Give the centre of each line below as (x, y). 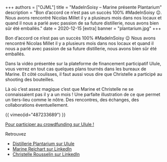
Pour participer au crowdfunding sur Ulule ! (50, 124)
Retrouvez (16, 134)
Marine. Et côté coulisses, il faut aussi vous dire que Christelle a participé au (84, 74)
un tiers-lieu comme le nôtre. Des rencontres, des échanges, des (72, 100)
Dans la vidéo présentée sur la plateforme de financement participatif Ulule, (83, 64)
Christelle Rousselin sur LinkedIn (46, 154)
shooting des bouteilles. (30, 80)
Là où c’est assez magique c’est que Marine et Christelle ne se (69, 89)
